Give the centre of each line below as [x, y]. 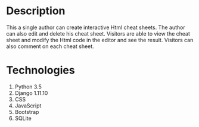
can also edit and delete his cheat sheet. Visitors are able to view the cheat [98, 33]
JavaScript [28, 106]
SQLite [23, 118]
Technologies [41, 70]
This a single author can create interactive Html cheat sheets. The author [96, 27]
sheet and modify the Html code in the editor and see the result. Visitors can [100, 40]
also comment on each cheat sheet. [50, 46]
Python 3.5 [28, 87]
